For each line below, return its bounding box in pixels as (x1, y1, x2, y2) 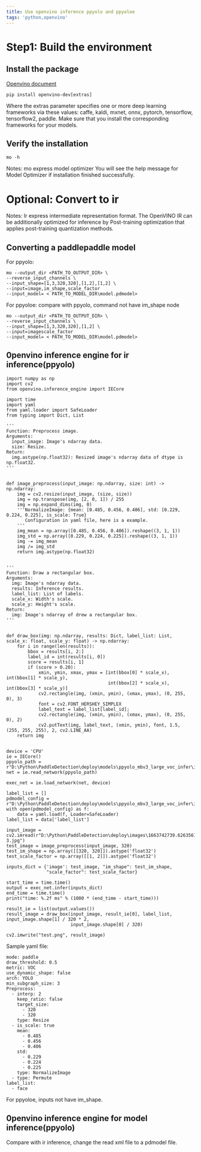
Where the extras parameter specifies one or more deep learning (6, 102, 166, 109)
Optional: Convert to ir (6, 193, 119, 206)
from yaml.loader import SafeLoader (6, 407, 98, 413)
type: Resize (17, 1017, 50, 1023)
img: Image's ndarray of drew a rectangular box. (11, 611, 138, 618)
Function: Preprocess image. (6, 428, 79, 434)
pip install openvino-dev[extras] (6, 91, 93, 98)
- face (11, 1085, 28, 1091)
